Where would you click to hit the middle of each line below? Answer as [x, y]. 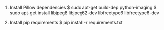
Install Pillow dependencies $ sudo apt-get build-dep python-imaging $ [83, 8]
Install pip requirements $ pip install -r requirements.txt [66, 22]
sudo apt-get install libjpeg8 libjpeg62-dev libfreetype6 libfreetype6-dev [84, 13]
